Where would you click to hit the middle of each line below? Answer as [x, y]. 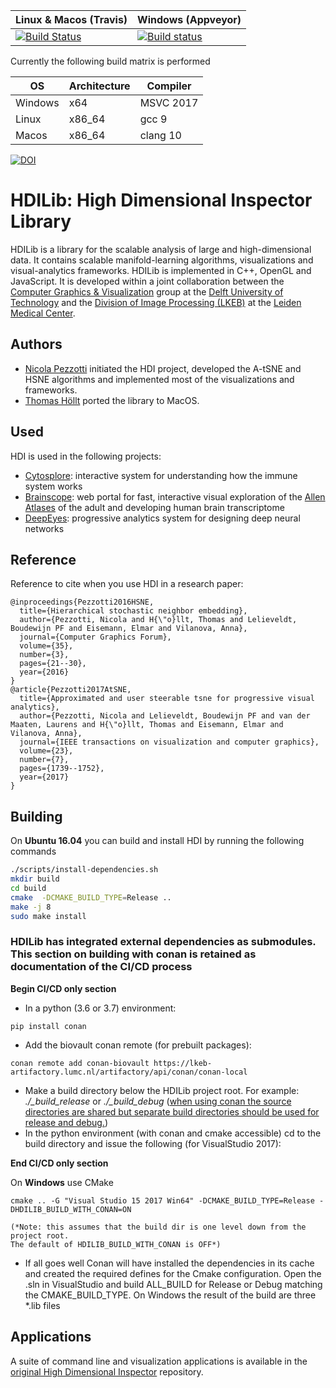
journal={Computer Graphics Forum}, [95, 637]
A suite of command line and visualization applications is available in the [159, 1361]
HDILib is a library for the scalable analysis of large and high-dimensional [161, 249]
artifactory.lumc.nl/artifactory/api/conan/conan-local [129, 1072]
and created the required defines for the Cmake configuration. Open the [173, 1273]
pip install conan [48, 1026]
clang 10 [160, 135]
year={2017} [44, 777]
